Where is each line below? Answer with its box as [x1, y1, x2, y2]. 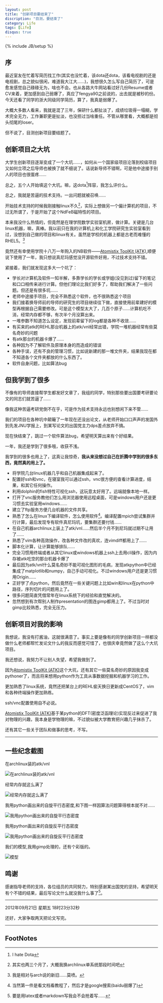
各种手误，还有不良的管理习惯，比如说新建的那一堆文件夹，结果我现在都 [12, 348, 157, 354]
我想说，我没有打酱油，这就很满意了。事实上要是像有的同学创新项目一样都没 [5, 634, 158, 640]
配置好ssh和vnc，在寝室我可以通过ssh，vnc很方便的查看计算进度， [12, 476, 147, 482]
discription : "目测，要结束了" [5, 16, 63, 21]
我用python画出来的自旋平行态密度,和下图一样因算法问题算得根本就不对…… [5, 802, 155, 808]
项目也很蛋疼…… [13, 171, 47, 177]
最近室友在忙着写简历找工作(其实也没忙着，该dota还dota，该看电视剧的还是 [5, 72, 157, 78]
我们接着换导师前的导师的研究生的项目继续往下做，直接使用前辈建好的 [12, 299, 153, 305]
